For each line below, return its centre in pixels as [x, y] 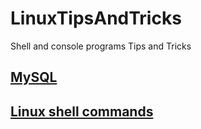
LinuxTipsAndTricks [96, 18]
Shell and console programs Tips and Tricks [101, 46]
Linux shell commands [82, 111]
